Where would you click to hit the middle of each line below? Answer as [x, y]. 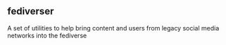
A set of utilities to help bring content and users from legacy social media [113, 28]
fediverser [31, 11]
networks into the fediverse [47, 35]
